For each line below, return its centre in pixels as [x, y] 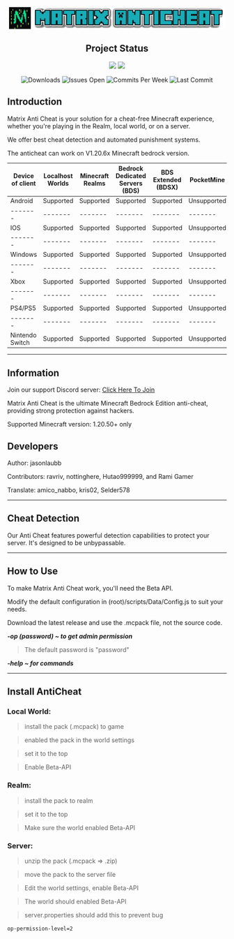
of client [24, 184]
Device [24, 176]
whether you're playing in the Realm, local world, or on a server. [99, 126]
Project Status [117, 49]
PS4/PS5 [23, 308]
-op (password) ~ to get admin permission [70, 636]
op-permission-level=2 [40, 929]
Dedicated [131, 176]
